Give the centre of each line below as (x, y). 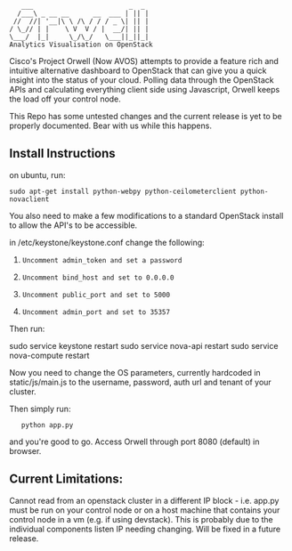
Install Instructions (62, 154)
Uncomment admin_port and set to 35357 (96, 312)
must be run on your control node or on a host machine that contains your (145, 510)
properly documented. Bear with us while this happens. (110, 126)
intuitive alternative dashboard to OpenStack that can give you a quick (138, 70)
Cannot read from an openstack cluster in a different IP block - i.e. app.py (144, 500)
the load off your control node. (65, 99)
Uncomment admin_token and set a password (102, 260)
